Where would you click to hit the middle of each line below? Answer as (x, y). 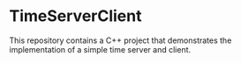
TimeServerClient (75, 16)
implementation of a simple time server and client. (100, 49)
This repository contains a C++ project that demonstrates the (120, 40)
